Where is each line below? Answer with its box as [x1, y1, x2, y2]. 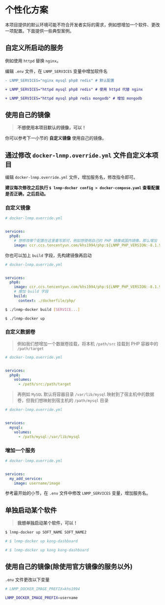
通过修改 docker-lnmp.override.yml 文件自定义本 [5, 151, 152, 159]
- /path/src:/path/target [18, 382, 71, 387]
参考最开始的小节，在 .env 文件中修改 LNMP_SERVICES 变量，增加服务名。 [5, 490, 151, 496]
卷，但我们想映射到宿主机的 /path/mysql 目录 [17, 398, 109, 403]
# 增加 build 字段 [14, 289, 49, 294]
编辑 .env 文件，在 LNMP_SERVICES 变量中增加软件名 [5, 68, 108, 74]
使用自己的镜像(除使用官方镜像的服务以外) [5, 563, 133, 571]
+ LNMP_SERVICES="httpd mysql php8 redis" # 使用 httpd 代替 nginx [5, 87, 143, 92]
